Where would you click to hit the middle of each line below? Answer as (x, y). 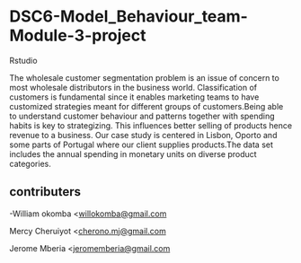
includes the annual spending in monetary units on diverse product (133, 153)
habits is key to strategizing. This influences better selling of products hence (151, 125)
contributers (45, 192)
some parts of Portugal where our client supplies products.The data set (142, 145)
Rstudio (23, 60)
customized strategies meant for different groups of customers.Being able (146, 106)
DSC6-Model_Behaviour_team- (129, 17)
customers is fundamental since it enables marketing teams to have (134, 97)
